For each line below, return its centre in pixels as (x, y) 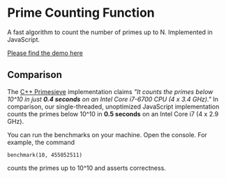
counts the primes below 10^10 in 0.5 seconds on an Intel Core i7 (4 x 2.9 (113, 114)
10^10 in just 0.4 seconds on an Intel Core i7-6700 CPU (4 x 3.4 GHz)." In (113, 99)
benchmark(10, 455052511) (45, 155)
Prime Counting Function (81, 13)
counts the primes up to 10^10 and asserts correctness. (86, 168)
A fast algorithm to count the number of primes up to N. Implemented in (110, 32)
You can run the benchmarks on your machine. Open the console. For (107, 134)
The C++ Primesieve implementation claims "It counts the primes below (110, 91)
